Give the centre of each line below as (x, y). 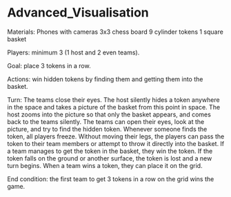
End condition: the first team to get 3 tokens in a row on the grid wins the (111, 179)
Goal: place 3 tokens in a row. (49, 65)
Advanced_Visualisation (78, 13)
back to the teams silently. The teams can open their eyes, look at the (106, 121)
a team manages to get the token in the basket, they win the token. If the (110, 151)
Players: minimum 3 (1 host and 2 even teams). (73, 52)
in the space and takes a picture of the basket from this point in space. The (114, 107)
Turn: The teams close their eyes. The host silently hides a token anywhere (113, 100)
